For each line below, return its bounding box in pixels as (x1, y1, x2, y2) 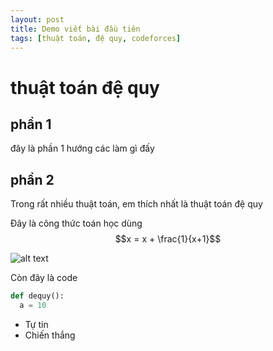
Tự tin (24, 318, 49, 330)
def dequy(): (10, 291, 65, 301)
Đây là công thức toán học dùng (10, 217, 143, 230)
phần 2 (10, 171, 55, 188)
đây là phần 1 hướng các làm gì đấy (10, 142, 155, 155)
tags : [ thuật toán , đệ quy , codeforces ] (10, 33, 182, 43)
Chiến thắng (24, 329, 76, 341)
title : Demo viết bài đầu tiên (10, 24, 141, 34)
